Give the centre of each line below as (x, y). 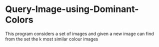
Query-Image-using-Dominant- (72, 9)
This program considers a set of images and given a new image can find (79, 33)
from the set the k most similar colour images (52, 39)
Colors (19, 20)
